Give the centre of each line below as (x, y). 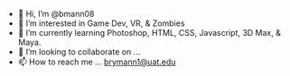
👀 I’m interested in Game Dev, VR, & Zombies (101, 23)
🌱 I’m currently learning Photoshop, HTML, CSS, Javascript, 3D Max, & (150, 33)
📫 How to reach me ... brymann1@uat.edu (97, 62)
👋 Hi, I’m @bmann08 (56, 14)
